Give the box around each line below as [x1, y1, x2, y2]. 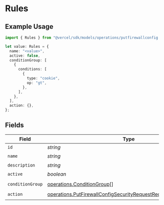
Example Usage [5, 22, 54, 31]
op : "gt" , [26, 80, 47, 85]
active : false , [9, 53, 41, 58]
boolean [47, 171, 66, 178]
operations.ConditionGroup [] [47, 181, 114, 188]
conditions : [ [18, 67, 47, 72]
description [7, 162, 36, 168]
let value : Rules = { [5, 44, 49, 49]
